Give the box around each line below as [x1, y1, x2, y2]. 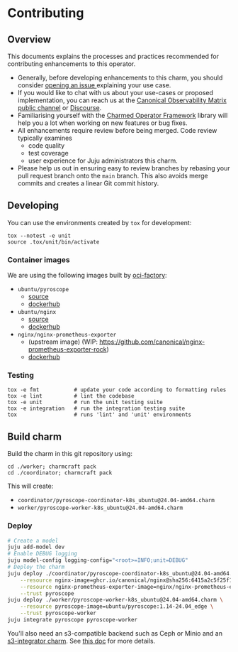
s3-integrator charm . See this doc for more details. [7, 636, 156, 645]
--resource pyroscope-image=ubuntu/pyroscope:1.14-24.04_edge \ [20, 603, 214, 610]
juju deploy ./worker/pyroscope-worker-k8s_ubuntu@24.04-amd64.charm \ [7, 597, 223, 604]
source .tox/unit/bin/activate [7, 238, 100, 246]
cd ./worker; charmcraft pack [7, 463, 97, 470]
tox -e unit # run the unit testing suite [7, 399, 163, 406]
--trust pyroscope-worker [20, 609, 97, 617]
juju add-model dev [7, 543, 65, 551]
